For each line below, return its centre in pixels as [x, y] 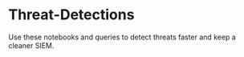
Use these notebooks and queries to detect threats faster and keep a [122, 37]
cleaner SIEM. [31, 45]
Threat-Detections [71, 15]
